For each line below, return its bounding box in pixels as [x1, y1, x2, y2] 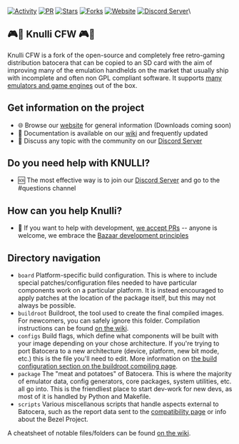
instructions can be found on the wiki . [17, 324, 129, 333]
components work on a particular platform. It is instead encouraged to [17, 286, 224, 295]
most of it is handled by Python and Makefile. [17, 393, 151, 401]
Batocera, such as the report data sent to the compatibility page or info [17, 408, 227, 416]
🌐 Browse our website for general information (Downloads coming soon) [17, 121, 232, 129]
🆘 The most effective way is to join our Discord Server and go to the [17, 176, 220, 185]
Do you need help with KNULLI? [7, 157, 151, 169]
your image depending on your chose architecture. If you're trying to [17, 339, 220, 348]
